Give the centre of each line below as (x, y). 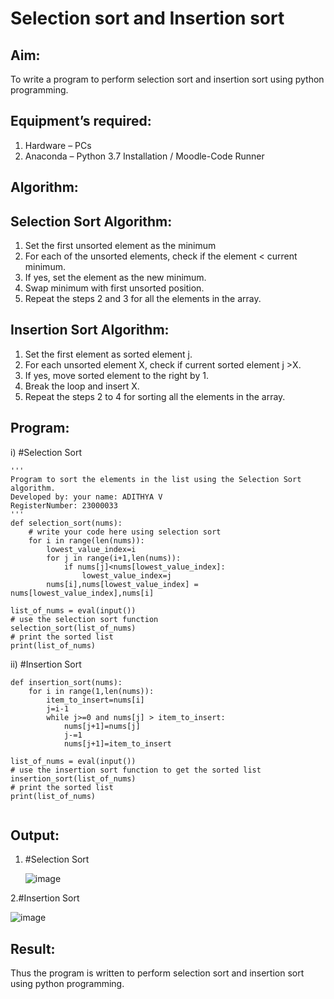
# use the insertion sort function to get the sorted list (136, 770)
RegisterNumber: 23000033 (64, 505)
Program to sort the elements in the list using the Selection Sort (156, 479)
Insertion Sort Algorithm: (90, 330)
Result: (33, 948)
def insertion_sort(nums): (66, 682)
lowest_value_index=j (126, 575)
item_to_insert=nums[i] (95, 700)
